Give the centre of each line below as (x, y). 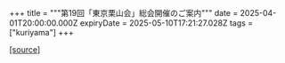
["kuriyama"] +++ (41, 32)
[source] (25, 50)
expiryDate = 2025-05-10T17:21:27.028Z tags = (167, 23)
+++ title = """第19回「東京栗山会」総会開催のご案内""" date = (124, 13)
